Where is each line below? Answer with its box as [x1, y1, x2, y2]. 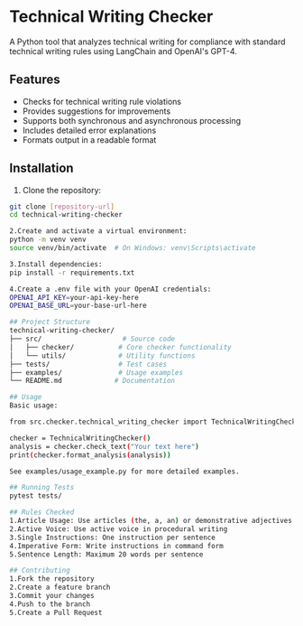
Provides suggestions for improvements [22, 106, 171, 117]
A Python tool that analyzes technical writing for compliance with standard [9, 36, 286, 47]
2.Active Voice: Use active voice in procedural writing [9, 524, 228, 534]
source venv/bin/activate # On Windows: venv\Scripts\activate [9, 244, 256, 253]
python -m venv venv [9, 235, 87, 245]
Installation [9, 161, 74, 176]
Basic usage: [9, 401, 59, 410]
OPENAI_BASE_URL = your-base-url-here [9, 301, 147, 311]
